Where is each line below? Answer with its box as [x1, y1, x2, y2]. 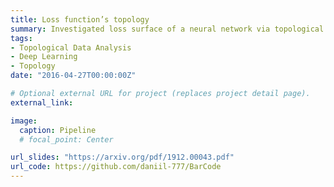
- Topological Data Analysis [10, 42, 132, 53]
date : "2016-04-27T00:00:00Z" [10, 71, 137, 81]
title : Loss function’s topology [10, 14, 150, 25]
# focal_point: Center [19, 134, 114, 145]
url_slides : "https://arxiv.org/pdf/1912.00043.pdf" [10, 152, 235, 163]
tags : [10, 33, 33, 43]
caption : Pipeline [19, 125, 97, 135]
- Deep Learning [10, 52, 78, 62]
